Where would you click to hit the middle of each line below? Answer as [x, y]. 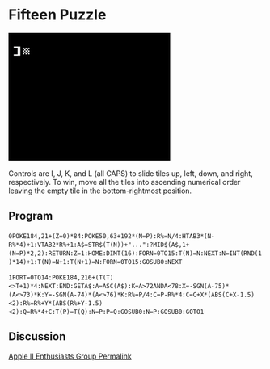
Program [31, 216]
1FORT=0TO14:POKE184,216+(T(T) [61, 277]
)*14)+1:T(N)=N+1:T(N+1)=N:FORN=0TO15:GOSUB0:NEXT [95, 262]
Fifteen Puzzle [57, 15]
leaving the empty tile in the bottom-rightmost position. [100, 191]
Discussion [37, 337]
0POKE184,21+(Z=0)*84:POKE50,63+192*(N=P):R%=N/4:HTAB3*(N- [112, 236]
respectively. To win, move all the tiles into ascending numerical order [124, 182]
